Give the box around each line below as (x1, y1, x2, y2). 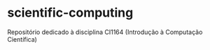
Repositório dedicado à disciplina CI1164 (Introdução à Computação (7, 28, 203, 36)
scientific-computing (7, 5, 134, 21)
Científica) (7, 35, 37, 43)
